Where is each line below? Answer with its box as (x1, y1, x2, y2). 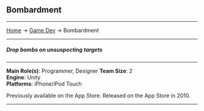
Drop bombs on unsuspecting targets (6, 46, 103, 53)
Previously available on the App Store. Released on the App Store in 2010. (6, 92, 191, 99)
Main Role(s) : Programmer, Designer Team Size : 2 (6, 67, 133, 75)
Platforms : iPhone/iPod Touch (6, 80, 82, 87)
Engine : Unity (6, 73, 41, 81)
